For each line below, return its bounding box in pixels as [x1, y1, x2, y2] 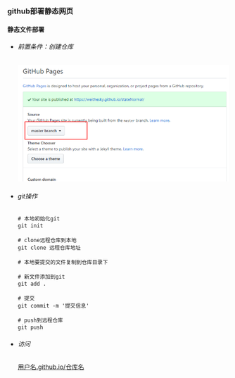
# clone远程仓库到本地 [17, 237, 77, 244]
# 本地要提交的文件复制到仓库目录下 [17, 259, 108, 266]
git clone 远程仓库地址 [17, 244, 81, 251]
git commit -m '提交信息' [17, 303, 89, 310]
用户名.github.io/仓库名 [17, 363, 84, 371]
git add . [17, 280, 47, 288]
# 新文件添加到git [17, 273, 65, 281]
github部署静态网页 [7, 6, 74, 15]
